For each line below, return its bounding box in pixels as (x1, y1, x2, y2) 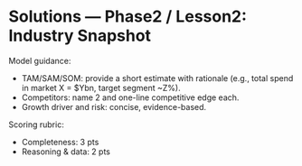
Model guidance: (8, 55, 71, 66)
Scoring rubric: (8, 119, 64, 130)
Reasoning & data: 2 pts (21, 146, 110, 157)
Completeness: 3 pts (21, 136, 99, 147)
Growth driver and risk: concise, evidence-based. (21, 101, 207, 112)
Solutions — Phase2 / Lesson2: (8, 6, 248, 27)
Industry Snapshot (8, 25, 151, 46)
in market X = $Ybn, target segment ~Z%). (21, 82, 182, 93)
